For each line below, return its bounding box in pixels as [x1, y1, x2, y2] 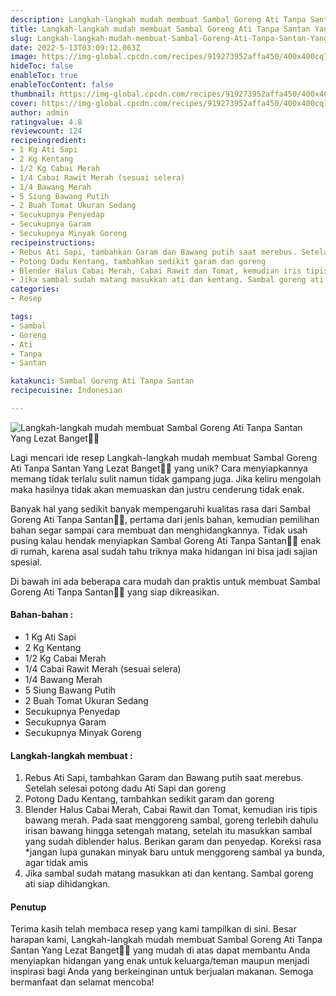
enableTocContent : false [10, 80, 114, 90]
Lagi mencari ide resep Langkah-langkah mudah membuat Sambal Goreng [10, 451, 318, 463]
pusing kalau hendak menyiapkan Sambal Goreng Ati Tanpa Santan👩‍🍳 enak [10, 534, 322, 546]
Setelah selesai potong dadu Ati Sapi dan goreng [24, 782, 227, 795]
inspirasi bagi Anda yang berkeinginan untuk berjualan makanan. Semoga [10, 966, 314, 978]
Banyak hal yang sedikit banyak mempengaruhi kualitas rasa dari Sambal [10, 502, 311, 515]
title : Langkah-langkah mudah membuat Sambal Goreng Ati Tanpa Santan [10, 24, 311, 34]
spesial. [10, 556, 43, 568]
